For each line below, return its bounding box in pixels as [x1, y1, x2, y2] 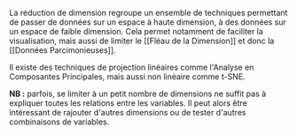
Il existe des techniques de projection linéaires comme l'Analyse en [9, 62, 254, 72]
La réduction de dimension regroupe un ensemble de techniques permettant [9, 8, 288, 18]
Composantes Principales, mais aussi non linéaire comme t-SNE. [9, 71, 246, 82]
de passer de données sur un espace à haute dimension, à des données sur [9, 17, 286, 27]
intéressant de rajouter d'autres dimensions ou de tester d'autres [9, 108, 246, 117]
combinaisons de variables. [9, 116, 110, 127]
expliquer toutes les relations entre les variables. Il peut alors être [9, 98, 248, 108]
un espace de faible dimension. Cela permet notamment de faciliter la [9, 26, 263, 36]
